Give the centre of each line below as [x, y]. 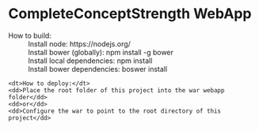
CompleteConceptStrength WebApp [130, 14]
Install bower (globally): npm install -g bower [101, 52]
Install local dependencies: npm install [90, 61]
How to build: [30, 35]
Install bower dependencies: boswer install [98, 69]
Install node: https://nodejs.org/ [79, 43]
